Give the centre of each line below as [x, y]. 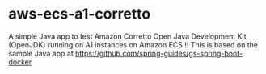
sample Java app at [41, 53]
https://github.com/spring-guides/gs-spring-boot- [159, 53]
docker [20, 62]
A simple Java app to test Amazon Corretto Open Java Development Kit [127, 36]
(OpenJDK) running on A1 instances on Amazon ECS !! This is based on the [133, 44]
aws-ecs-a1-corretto [80, 14]
